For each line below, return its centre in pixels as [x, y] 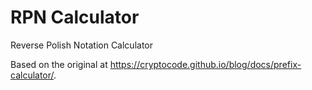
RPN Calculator [75, 17]
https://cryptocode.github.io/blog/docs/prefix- [205, 64]
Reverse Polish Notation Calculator [81, 45]
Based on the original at [59, 64]
